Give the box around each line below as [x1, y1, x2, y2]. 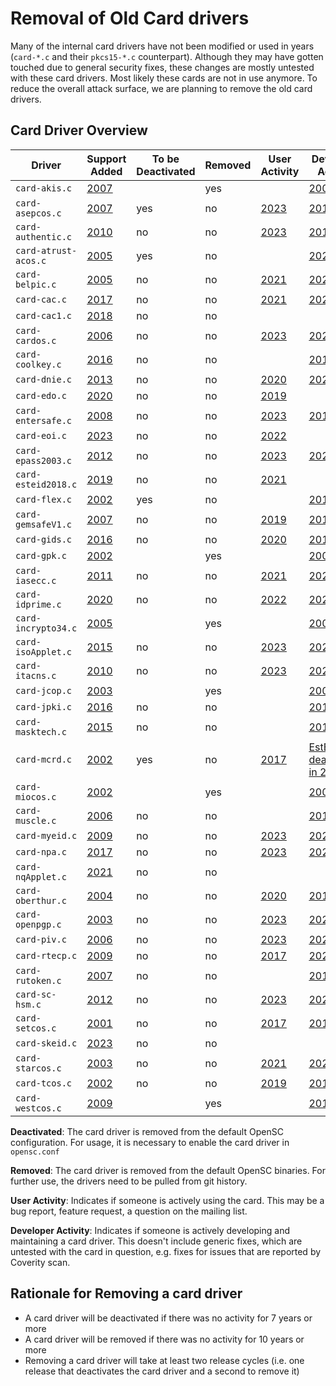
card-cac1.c [15, 310, 73, 321]
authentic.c [15, 231, 73, 242]
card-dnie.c [15, 373, 73, 385]
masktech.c [15, 726, 67, 737]
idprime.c [15, 598, 62, 610]
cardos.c [15, 335, 57, 346]
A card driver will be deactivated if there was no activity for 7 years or [24, 1312, 313, 1324]
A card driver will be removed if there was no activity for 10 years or [24, 1333, 305, 1345]
